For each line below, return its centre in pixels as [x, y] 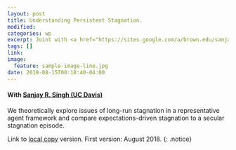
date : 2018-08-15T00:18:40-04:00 [56, 72]
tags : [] [20, 46]
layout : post [26, 14]
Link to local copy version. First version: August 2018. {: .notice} [99, 139]
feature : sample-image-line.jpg [61, 66]
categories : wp [29, 33]
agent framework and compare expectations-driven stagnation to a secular [116, 118]
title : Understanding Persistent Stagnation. [75, 20]
